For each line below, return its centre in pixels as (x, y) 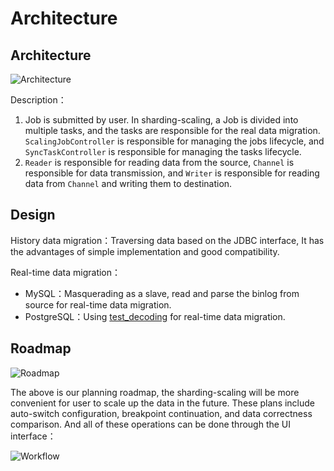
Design (33, 215)
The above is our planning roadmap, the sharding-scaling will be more (155, 392)
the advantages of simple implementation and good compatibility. (145, 251)
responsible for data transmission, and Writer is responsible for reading (172, 173)
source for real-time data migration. (98, 304)
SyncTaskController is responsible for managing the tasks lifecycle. (163, 151)
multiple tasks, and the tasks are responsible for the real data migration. (172, 130)
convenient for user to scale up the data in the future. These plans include (163, 403)
